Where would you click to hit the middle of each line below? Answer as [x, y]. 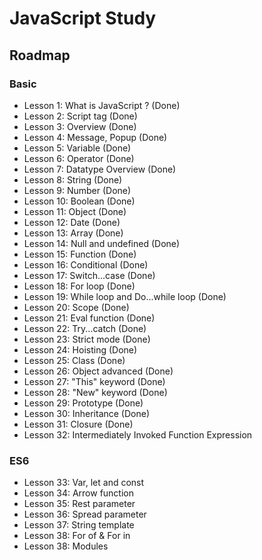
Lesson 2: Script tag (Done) [80, 116]
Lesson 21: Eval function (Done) [89, 318]
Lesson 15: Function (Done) [80, 254]
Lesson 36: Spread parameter [85, 514]
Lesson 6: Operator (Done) [79, 158]
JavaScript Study [83, 18]
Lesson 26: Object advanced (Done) [98, 371]
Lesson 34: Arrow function [79, 493]
